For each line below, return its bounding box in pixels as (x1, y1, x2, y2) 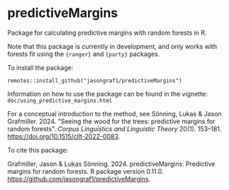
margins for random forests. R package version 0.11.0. (7, 167, 164, 175)
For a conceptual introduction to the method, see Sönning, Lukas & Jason (7, 109, 222, 118)
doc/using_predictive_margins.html (7, 97, 113, 104)
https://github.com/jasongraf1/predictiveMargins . (7, 174, 151, 183)
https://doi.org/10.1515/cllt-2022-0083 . (7, 132, 121, 140)
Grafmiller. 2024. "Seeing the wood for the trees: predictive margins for (7, 117, 216, 125)
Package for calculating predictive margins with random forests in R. (7, 28, 207, 37)
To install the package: (7, 63, 74, 72)
